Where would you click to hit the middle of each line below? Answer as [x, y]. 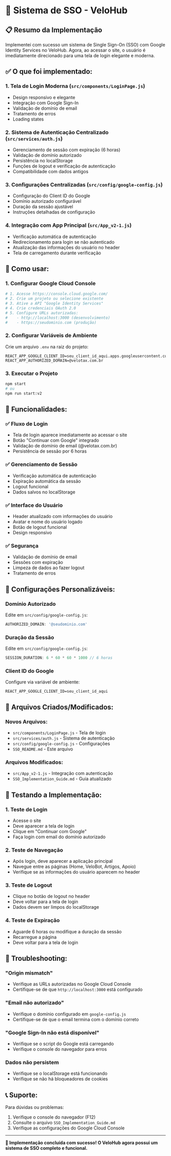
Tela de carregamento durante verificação [57, 253]
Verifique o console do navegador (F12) [54, 1117]
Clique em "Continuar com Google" [50, 831]
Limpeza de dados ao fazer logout [49, 568]
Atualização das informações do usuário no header [66, 247]
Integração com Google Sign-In [46, 103]
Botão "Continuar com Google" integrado [56, 440]
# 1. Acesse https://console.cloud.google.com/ [57, 294]
